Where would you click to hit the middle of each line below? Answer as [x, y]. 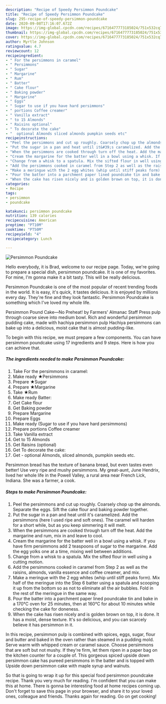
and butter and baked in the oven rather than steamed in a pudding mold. [80, 640]
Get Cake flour [27, 403]
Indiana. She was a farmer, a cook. [41, 481]
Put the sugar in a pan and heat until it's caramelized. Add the [75, 515]
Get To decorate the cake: [39, 450]
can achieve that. [23, 348]
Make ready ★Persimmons [40, 377]
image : [12, 28]
